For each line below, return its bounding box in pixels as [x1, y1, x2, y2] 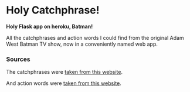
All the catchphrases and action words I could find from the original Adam [6, 34, 184, 41]
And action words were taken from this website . [6, 80, 121, 87]
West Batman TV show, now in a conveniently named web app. [6, 40, 158, 47]
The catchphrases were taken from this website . [6, 69, 123, 76]
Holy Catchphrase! [6, 4, 100, 17]
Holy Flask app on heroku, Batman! [6, 23, 93, 30]
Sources [6, 55, 30, 63]
